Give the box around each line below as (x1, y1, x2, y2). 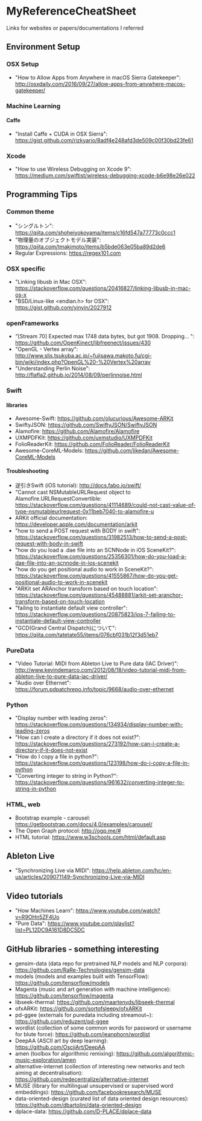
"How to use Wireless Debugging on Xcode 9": (14, 165, 131, 173)
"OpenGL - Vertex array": (14, 346, 78, 353)
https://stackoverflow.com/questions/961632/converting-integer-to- (14, 779, 185, 786)
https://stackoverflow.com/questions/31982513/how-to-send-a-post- (14, 533, 188, 541)
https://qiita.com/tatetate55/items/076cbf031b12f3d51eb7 (14, 631, 159, 638)
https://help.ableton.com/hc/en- (92, 867, 172, 874)
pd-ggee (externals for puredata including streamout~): (14, 1011, 153, 1018)
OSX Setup (6, 60, 39, 68)
